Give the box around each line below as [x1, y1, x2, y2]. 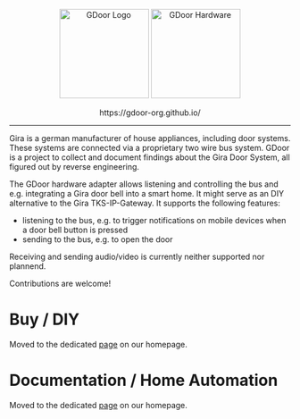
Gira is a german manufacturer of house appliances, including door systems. [9, 133, 291, 143]
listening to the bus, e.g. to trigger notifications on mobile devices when [21, 215, 287, 225]
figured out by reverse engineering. [9, 162, 140, 172]
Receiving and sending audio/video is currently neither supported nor [9, 251, 265, 262]
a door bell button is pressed [21, 224, 129, 235]
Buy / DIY [9, 309, 80, 330]
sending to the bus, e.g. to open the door [21, 234, 173, 245]
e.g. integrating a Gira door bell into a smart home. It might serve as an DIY [9, 189, 284, 198]
